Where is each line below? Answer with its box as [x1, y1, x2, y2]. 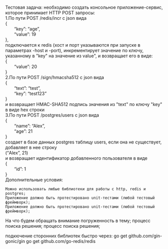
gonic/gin [5, 238, 25, 244]
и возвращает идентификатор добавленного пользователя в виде [5, 155, 148, 161]
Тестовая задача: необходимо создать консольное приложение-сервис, [5, 5, 163, 10]
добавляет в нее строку [5, 145, 57, 150]
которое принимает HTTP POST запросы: [5, 10, 95, 16]
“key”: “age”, [14, 26, 40, 32]
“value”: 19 [14, 31, 36, 37]
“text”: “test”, [14, 85, 41, 91]
